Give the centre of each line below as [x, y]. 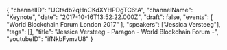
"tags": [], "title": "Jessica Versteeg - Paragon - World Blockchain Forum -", [112, 32]
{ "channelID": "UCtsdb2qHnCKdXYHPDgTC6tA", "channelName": [100, 10]
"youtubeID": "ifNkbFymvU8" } [50, 39]
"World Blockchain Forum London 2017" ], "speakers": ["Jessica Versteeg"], [113, 24]
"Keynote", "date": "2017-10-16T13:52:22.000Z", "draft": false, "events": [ [110, 17]
